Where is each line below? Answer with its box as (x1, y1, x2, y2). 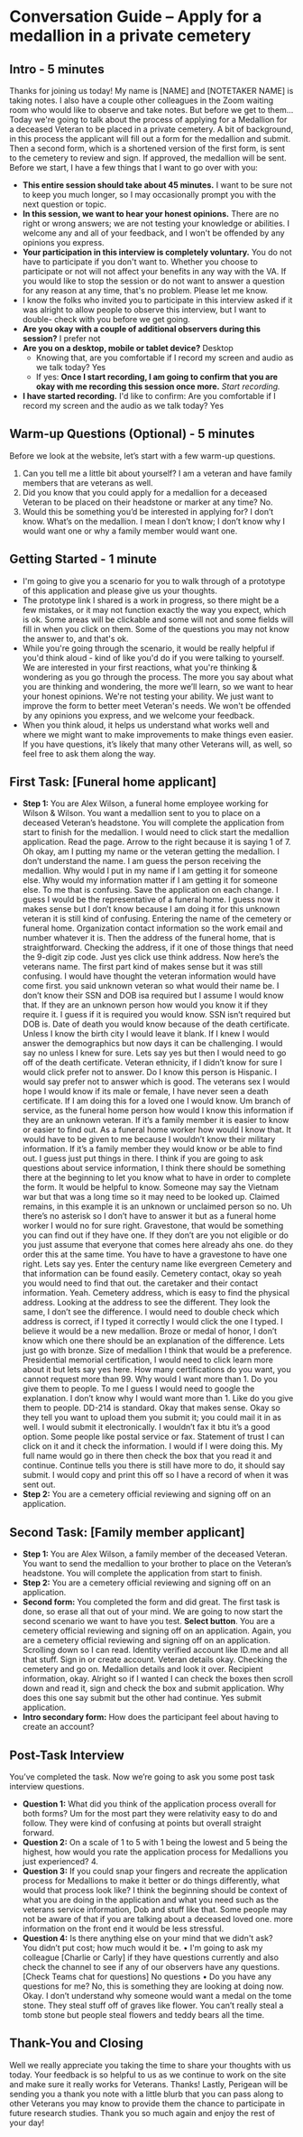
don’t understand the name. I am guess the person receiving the (22, 856, 262, 867)
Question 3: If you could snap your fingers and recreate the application (22, 1866, 289, 1877)
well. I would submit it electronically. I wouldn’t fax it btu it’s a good (22, 1422, 271, 1433)
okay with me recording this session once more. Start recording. (35, 381, 281, 392)
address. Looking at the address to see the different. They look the (22, 1297, 271, 1308)
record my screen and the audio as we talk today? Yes (22, 400, 224, 411)
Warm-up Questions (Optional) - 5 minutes (9, 426, 255, 441)
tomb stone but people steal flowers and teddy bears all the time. (22, 2010, 265, 2021)
